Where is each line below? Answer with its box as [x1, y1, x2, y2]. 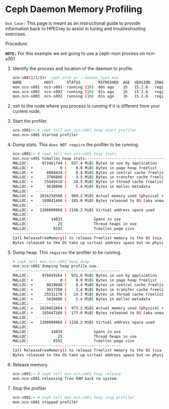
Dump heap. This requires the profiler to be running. [12, 249, 122, 255]
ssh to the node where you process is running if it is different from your [12, 103, 160, 109]
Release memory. [12, 361, 49, 368]
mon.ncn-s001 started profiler [12, 132, 78, 138]
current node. [12, 108, 41, 114]
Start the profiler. [12, 118, 48, 124]
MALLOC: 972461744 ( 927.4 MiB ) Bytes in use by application [12, 160, 157, 166]
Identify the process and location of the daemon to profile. [12, 65, 134, 71]
